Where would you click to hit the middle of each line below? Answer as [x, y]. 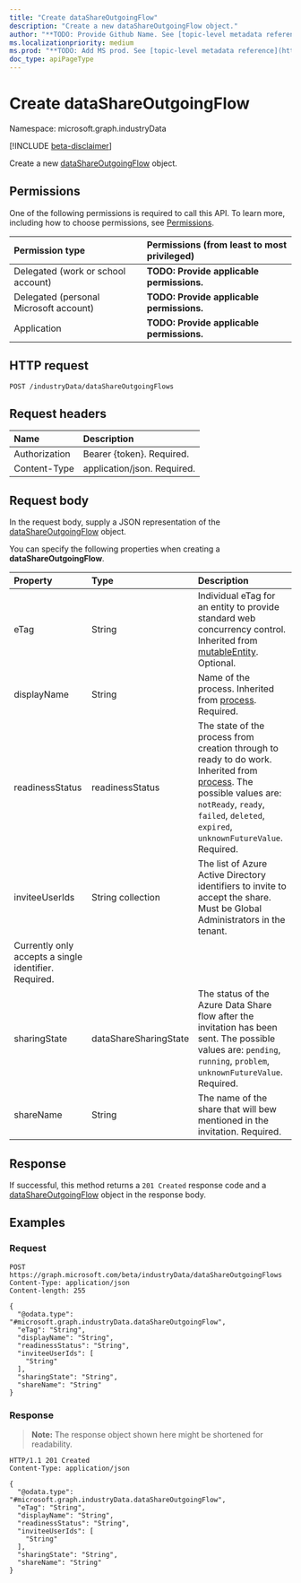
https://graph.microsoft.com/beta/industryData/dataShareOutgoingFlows [146, 1274]
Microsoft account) [54, 308]
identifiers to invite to [242, 886]
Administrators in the [241, 920]
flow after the [226, 1016]
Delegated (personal [57, 297]
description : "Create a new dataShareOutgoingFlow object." [124, 26]
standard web [227, 618]
